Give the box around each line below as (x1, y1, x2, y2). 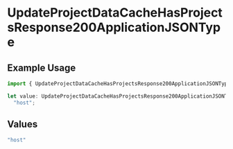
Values (7, 119, 38, 130)
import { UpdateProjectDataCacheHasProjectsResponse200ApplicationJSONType (7, 80, 231, 87)
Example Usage (7, 62, 76, 73)
